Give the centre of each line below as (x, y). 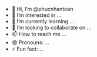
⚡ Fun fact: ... (28, 49)
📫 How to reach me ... (39, 34)
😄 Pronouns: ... (31, 42)
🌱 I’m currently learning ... (43, 21)
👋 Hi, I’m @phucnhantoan (42, 9)
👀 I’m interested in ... (36, 15)
